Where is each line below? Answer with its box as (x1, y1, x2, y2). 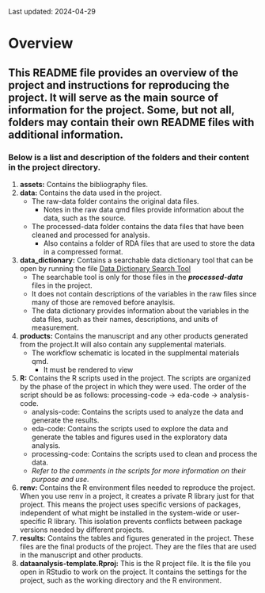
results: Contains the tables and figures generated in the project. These (19, 533, 255, 542)
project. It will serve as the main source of (8, 90, 219, 104)
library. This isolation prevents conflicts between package (54, 516, 243, 526)
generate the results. (31, 415, 100, 425)
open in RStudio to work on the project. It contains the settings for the (19, 567, 248, 576)
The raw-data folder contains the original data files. (31, 196, 199, 205)
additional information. (8, 128, 124, 141)
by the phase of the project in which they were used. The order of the (19, 381, 247, 391)
